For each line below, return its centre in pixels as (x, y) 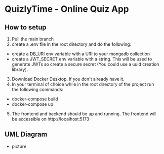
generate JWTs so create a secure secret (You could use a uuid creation (85, 64)
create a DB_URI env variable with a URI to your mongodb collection (81, 54)
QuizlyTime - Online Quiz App (67, 9)
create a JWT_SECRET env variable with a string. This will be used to (82, 59)
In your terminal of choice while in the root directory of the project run (83, 84)
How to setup (25, 27)
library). (20, 69)
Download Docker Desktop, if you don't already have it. (68, 79)
